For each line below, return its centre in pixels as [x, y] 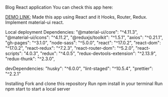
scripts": [14, 53]
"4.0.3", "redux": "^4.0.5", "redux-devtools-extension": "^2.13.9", [90, 53]
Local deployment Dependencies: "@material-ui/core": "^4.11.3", [72, 32]
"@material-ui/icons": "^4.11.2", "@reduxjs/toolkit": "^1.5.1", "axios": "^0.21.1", [84, 37]
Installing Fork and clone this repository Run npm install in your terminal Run [84, 83]
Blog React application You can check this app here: [59, 7]
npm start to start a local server [38, 89]
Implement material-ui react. [34, 22]
